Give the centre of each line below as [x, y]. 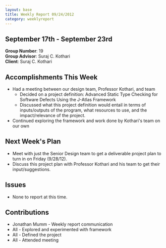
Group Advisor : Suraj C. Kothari [38, 56]
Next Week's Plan [33, 142]
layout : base [19, 10]
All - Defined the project [37, 235]
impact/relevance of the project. [53, 115]
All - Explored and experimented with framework [62, 230]
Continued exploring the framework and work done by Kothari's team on [86, 121]
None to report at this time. [40, 197]
